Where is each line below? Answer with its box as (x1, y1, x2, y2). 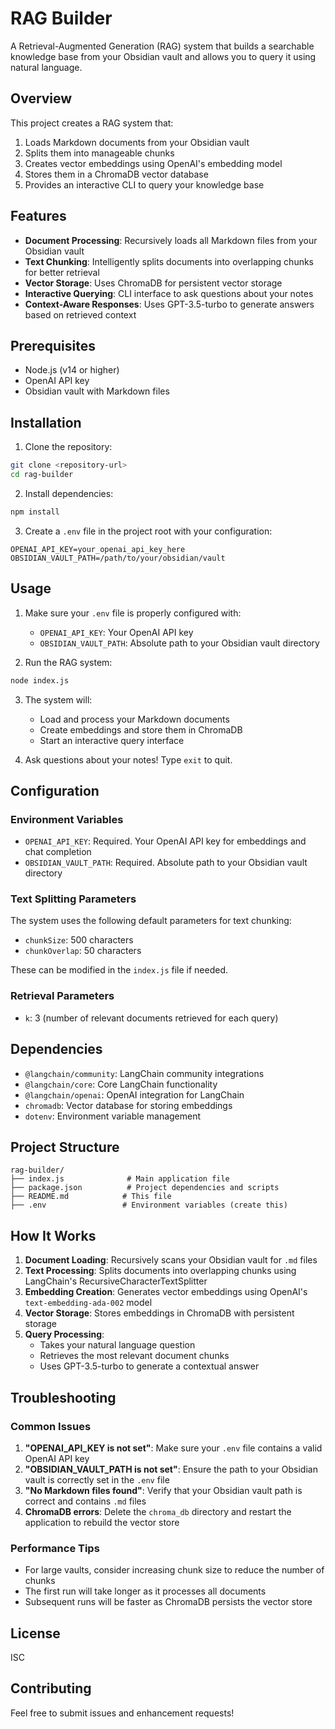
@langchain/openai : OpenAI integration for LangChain (24, 1088, 245, 1101)
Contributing (10, 1680, 92, 1697)
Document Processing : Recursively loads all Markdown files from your (24, 234, 318, 246)
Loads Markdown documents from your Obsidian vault (24, 136, 250, 148)
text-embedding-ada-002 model (24, 1297, 153, 1309)
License (10, 1625, 61, 1642)
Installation (10, 414, 82, 431)
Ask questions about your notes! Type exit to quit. (24, 753, 233, 766)
